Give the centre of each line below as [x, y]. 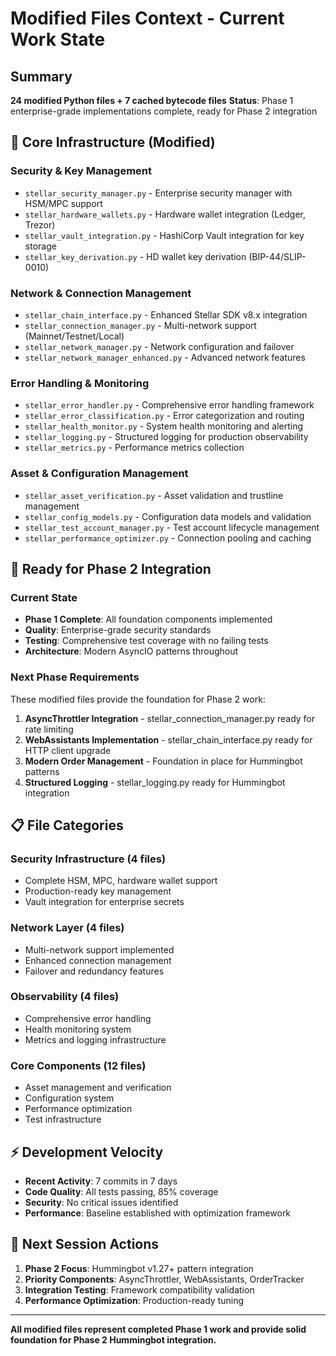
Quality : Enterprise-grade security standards [118, 630]
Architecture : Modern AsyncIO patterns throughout [131, 651]
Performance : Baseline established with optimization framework [158, 1213]
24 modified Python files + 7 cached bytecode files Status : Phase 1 [152, 100]
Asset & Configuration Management [99, 474]
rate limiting [49, 729]
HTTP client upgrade [68, 750]
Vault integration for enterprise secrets [104, 902]
